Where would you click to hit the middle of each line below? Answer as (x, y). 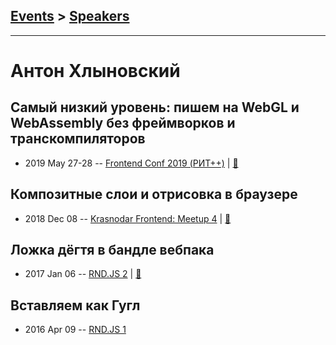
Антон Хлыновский (95, 71)
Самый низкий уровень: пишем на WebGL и (155, 107)
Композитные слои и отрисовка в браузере (154, 194)
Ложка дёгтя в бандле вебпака (112, 250)
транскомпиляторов (78, 139)
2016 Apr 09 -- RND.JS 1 (75, 330)
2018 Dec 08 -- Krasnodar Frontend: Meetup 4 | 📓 (128, 218)
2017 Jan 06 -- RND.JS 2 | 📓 (83, 274)
